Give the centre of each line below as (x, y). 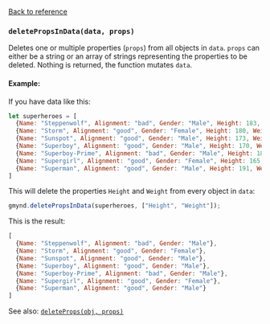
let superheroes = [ (43, 116)
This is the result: (37, 221)
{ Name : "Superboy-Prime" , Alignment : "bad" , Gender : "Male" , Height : (134, 153)
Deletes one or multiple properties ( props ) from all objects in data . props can (134, 48)
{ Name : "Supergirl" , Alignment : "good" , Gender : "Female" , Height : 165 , (140, 161)
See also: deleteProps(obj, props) (66, 311)
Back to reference (38, 12)
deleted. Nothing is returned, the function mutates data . (100, 65)
